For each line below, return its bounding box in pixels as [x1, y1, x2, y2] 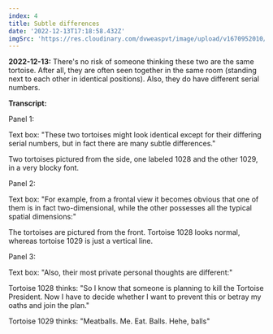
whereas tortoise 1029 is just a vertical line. [8, 236, 154, 246]
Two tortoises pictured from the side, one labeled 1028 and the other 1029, [8, 154, 258, 164]
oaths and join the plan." [8, 301, 90, 310]
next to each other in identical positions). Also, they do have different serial [8, 74, 260, 84]
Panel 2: [8, 179, 37, 189]
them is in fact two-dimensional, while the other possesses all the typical [8, 203, 253, 213]
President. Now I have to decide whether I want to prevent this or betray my [8, 292, 262, 301]
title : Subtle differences [8, 20, 100, 28]
